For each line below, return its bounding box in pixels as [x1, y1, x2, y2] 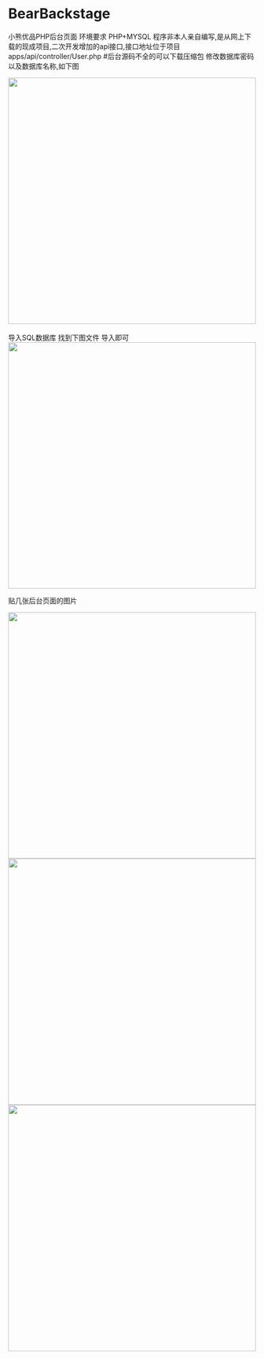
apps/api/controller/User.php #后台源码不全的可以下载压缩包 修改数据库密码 [8, 51, 255, 61]
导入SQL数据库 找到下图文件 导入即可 [8, 333, 130, 342]
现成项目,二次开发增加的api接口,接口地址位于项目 [21, 41, 181, 51]
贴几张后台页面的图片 [8, 596, 77, 605]
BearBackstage [8, 5, 111, 23]
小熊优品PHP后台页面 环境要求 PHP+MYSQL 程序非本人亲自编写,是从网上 [8, 32, 245, 41]
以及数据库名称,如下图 [8, 61, 80, 71]
